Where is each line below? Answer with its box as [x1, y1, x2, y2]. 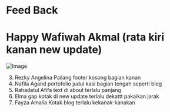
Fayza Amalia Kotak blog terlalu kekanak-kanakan [14, 99, 135, 106]
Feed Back [6, 4, 58, 17]
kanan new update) [6, 43, 102, 57]
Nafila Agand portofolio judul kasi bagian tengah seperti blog [14, 80, 162, 87]
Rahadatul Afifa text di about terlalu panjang [14, 87, 122, 94]
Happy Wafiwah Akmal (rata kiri [6, 31, 165, 44]
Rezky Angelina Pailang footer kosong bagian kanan [14, 74, 141, 81]
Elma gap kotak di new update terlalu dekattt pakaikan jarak [14, 93, 160, 100]
